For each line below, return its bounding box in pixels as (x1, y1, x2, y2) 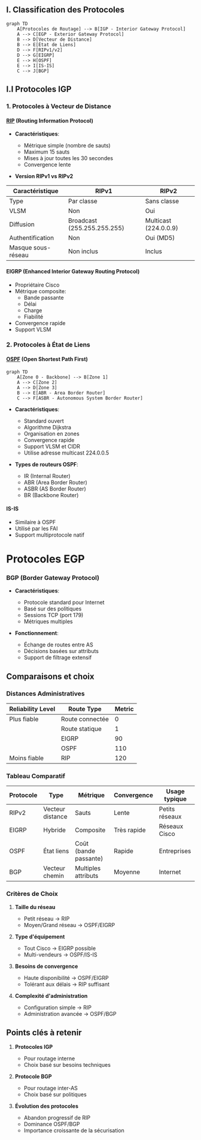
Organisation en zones (23, 430, 80, 437)
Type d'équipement (14, 933, 65, 940)
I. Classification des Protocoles (6, 5, 124, 15)
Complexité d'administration (14, 992, 88, 999)
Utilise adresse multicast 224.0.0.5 (23, 449, 109, 456)
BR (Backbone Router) (23, 491, 79, 498)
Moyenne (113, 868, 141, 876)
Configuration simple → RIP (23, 1004, 92, 1011)
